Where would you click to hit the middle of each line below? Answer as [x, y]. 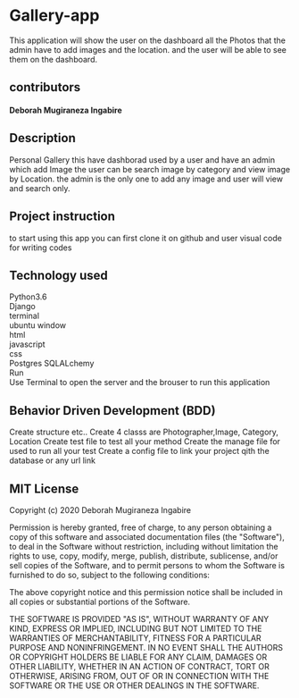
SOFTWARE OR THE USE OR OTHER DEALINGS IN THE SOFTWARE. [134, 685]
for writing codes [41, 248]
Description [42, 138]
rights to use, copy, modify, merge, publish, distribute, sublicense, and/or [144, 556]
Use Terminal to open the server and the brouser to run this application [140, 383]
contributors [45, 87]
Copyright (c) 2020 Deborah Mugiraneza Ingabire [100, 509]
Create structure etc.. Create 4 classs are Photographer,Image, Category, [144, 432]
